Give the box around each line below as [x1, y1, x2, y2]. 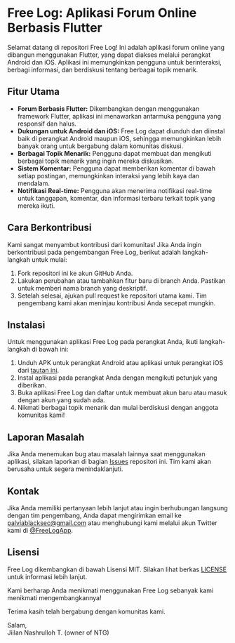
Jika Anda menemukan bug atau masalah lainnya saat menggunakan [7, 450, 206, 458]
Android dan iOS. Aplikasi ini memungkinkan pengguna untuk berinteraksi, [7, 58, 222, 66]
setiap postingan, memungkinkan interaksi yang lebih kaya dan [17, 171, 200, 180]
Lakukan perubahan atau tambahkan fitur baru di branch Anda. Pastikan [17, 276, 226, 285]
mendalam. [17, 179, 51, 187]
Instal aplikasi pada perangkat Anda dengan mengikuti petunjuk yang [17, 373, 217, 382]
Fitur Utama [7, 86, 60, 98]
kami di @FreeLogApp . [7, 526, 74, 534]
